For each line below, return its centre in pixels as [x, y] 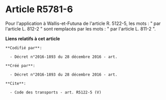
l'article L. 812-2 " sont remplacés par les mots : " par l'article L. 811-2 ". [80, 28]
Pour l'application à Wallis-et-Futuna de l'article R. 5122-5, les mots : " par [83, 23]
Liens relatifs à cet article [33, 39]
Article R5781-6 [39, 9]
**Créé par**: [20, 65]
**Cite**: [16, 83]
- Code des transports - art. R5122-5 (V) [56, 92]
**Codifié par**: [24, 48]
